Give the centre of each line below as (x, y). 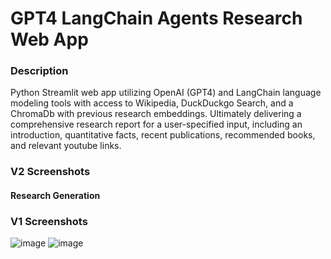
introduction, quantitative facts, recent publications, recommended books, (163, 135)
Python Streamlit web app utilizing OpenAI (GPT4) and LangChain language (166, 93)
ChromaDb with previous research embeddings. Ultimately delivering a (156, 114)
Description (39, 71)
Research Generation (55, 195)
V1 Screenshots (49, 221)
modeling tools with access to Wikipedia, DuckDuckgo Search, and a (152, 103)
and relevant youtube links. (66, 146)
